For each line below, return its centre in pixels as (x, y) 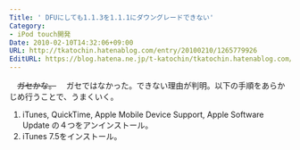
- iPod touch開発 (40, 34)
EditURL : (25, 59)
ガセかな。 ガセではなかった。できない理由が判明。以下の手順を (139, 85)
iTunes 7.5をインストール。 (72, 136)
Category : (28, 26)
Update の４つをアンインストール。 (87, 125)
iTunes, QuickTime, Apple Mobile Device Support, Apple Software (143, 114)
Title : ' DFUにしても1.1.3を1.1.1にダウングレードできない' (112, 17)
